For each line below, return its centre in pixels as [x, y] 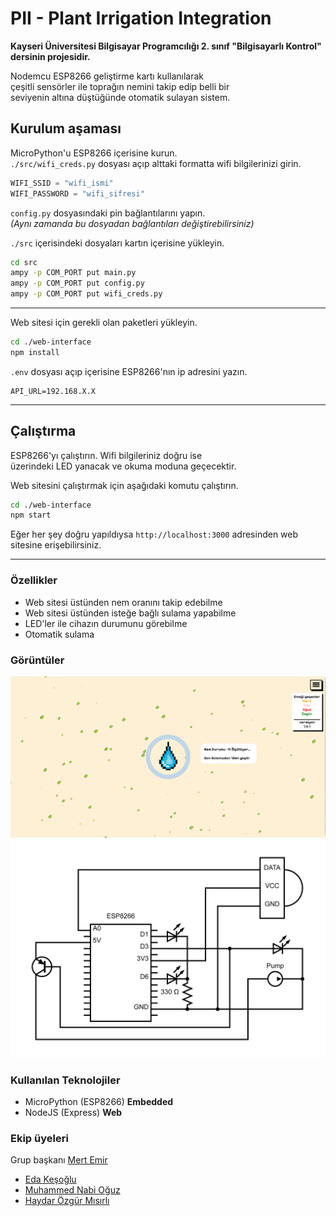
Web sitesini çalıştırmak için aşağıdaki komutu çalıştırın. [124, 485]
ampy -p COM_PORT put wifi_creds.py [86, 294]
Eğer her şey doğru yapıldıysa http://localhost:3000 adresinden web [154, 534]
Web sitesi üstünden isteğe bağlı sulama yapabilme [130, 613]
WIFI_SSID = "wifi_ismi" [62, 183]
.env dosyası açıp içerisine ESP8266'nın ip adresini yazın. [129, 371]
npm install [35, 352]
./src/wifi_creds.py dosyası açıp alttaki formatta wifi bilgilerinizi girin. [156, 163]
